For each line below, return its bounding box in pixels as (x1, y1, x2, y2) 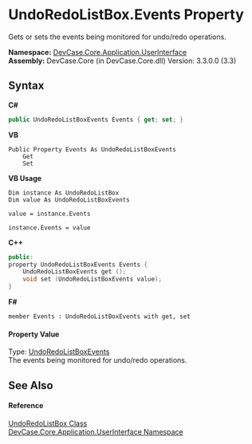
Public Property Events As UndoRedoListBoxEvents (8, 145, 177, 153)
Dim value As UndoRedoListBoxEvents (8, 195, 130, 204)
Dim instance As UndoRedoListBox (8, 189, 120, 197)
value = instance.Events (8, 210, 91, 218)
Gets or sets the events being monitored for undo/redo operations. (8, 32, 227, 41)
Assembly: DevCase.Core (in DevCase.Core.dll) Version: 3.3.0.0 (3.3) (8, 56, 237, 65)
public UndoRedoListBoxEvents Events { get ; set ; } (8, 116, 183, 124)
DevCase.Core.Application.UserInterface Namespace (8, 426, 183, 436)
